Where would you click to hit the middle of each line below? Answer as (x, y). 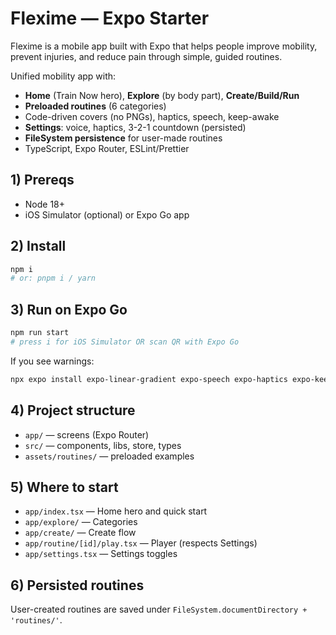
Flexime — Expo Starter (110, 18)
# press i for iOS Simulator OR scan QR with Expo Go (125, 342)
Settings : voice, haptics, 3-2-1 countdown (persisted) (135, 127)
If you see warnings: (52, 361)
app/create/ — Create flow (80, 533)
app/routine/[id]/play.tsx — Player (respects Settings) (141, 543)
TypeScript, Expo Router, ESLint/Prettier (107, 148)
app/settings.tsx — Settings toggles (101, 554)
